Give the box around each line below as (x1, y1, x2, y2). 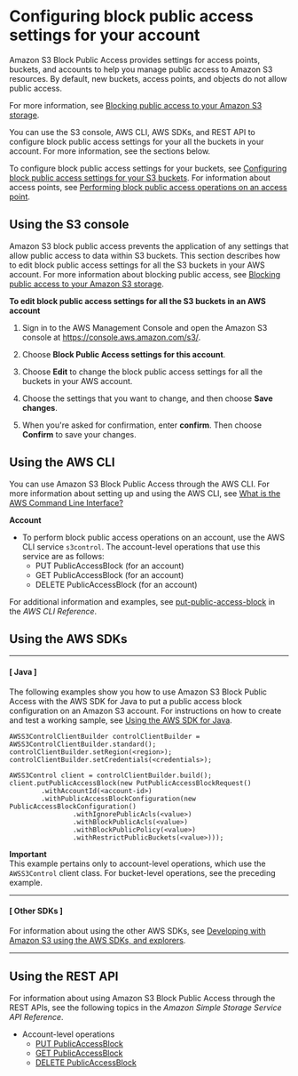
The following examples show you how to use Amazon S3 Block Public (9, 687, 268, 697)
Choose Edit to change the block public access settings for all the (21, 366, 263, 377)
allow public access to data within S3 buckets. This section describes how (9, 250, 281, 261)
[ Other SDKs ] (9, 905, 64, 917)
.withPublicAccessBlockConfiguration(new (41, 794, 197, 803)
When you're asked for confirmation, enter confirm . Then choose (21, 420, 263, 430)
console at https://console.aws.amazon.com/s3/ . (21, 332, 201, 342)
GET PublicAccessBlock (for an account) (35, 569, 184, 580)
